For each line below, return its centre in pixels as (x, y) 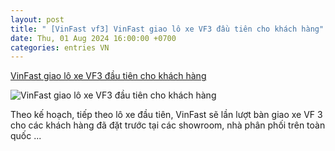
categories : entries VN (60, 47)
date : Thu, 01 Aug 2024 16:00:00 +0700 (93, 38)
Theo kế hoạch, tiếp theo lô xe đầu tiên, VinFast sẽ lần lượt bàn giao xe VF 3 (166, 115)
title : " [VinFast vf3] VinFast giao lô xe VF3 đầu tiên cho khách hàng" (167, 29)
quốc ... (26, 136)
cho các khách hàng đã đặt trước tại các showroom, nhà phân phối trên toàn (168, 125)
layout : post (37, 19)
